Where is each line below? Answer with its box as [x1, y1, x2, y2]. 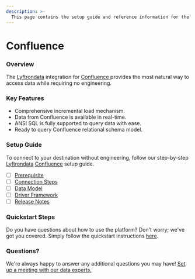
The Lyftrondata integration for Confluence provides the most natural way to [6, 73, 190, 80]
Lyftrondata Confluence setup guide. [6, 160, 95, 167]
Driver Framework [14, 191, 58, 198]
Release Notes [14, 198, 50, 205]
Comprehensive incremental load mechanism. [14, 108, 126, 115]
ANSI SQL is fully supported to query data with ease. [14, 120, 142, 127]
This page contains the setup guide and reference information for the [11, 14, 190, 20]
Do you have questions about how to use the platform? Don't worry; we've [6, 226, 185, 233]
